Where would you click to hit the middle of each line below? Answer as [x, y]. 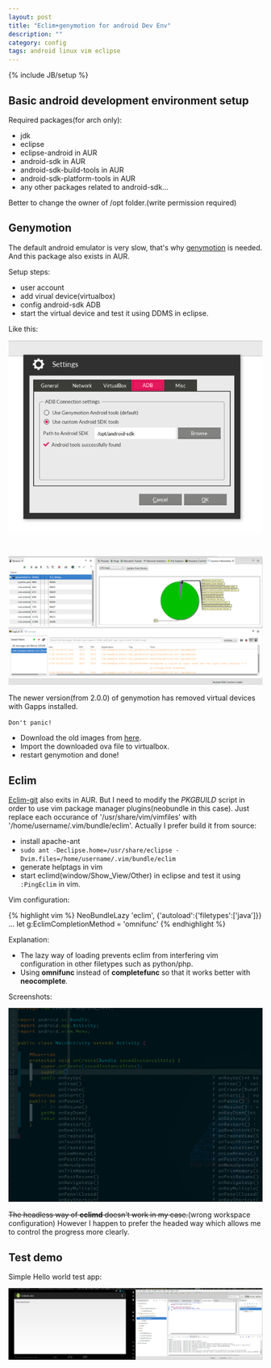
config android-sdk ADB [60, 304]
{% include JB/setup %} [48, 75]
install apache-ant [50, 841]
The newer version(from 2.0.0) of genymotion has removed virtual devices [132, 698]
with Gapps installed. [43, 707]
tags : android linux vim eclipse [65, 51]
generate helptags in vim [61, 867]
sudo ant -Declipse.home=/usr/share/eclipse [96, 851]
